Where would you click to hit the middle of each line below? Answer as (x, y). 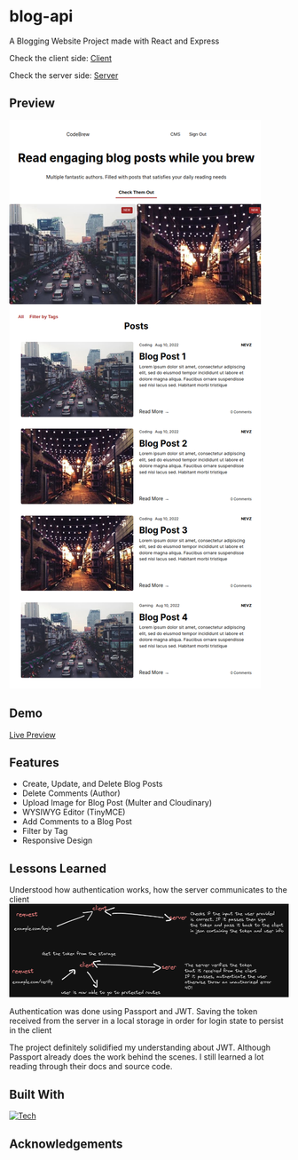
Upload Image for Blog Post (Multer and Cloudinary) (117, 803)
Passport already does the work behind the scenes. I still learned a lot (137, 1057)
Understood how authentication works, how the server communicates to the (149, 890)
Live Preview (32, 735)
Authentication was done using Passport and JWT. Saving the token (133, 1012)
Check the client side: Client (61, 58)
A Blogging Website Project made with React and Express (114, 41)
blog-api (41, 16)
